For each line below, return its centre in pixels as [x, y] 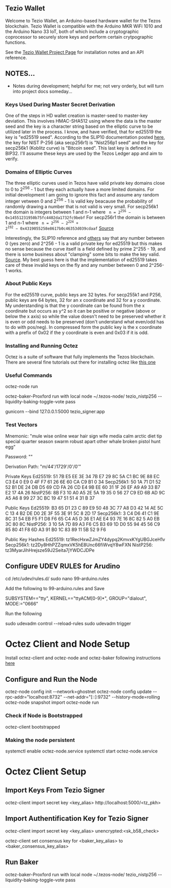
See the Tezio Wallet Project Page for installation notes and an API [75, 52]
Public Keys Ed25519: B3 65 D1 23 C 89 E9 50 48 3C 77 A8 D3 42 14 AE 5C [84, 508]
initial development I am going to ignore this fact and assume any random [82, 195]
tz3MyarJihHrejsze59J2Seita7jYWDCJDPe [50, 550]
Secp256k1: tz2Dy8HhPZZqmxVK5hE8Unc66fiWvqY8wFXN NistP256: [79, 545]
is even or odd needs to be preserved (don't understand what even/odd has [85, 322]
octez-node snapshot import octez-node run [52, 703]
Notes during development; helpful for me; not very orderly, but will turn [88, 86]
